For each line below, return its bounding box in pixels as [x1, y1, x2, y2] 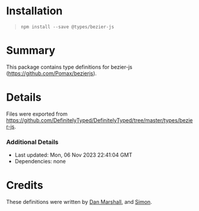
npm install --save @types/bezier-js [20, 24, 115, 30]
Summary [6, 44, 55, 57]
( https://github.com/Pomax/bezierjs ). [6, 70, 97, 77]
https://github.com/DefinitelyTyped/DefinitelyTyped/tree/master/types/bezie [6, 116, 193, 123]
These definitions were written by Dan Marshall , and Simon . [6, 198, 153, 206]
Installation [6, 4, 63, 18]
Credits [6, 179, 43, 192]
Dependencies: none [14, 158, 67, 165]
